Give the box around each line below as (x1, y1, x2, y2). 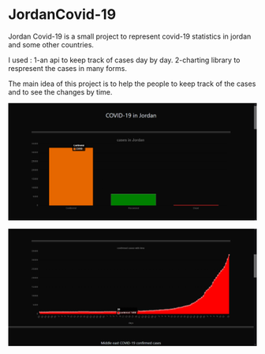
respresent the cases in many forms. (8, 63, 128, 73)
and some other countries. (8, 39, 95, 49)
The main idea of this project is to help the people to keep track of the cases (8, 79, 256, 88)
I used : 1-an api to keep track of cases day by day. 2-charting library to (8, 55, 241, 65)
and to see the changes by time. (8, 87, 113, 96)
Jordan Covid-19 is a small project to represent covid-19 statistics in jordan (8, 32, 252, 41)
